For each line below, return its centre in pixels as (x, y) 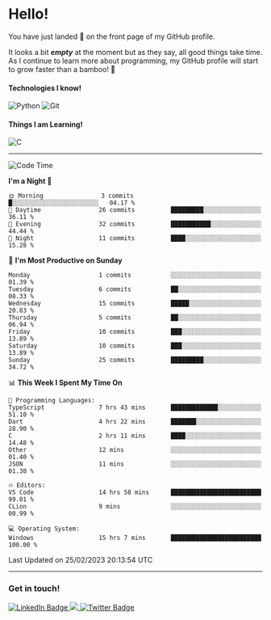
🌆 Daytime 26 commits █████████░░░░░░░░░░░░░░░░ (135, 210)
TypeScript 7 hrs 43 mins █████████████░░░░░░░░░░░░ (135, 408)
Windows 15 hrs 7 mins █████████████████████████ (135, 538)
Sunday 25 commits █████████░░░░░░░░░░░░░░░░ (135, 361)
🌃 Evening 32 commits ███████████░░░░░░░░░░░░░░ (135, 224)
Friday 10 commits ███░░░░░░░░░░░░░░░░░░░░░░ (135, 332)
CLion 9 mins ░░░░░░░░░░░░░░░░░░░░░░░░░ (135, 507)
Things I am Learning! (46, 124)
